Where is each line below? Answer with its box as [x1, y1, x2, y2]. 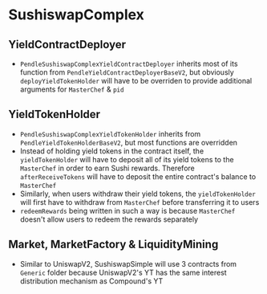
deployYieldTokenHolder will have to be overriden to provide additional [19, 76, 253, 85]
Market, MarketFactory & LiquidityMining [8, 238, 219, 251]
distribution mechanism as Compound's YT [19, 276, 164, 286]
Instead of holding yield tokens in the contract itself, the [19, 146, 204, 156]
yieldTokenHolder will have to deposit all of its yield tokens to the [19, 154, 234, 164]
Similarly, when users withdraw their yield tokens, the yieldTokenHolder [19, 189, 257, 198]
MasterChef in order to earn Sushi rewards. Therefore [19, 163, 195, 173]
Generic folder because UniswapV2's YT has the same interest [19, 267, 227, 277]
